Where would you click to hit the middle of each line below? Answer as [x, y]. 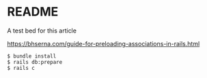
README [33, 12]
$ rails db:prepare [35, 62]
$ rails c [21, 68]
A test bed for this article [42, 31]
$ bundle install [32, 56]
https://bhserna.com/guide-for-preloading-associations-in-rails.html [104, 43]
